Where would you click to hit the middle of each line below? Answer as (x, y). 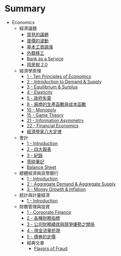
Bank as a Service (45, 59)
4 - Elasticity (39, 92)
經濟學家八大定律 (44, 131)
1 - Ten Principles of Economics (59, 76)
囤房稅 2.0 (37, 64)
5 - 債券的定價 (41, 237)
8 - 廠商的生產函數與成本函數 (56, 104)
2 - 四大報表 (39, 149)
